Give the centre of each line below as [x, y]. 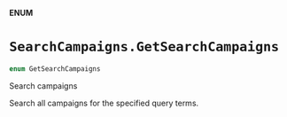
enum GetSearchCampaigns [55, 69]
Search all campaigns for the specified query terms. [104, 103]
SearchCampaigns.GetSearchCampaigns [144, 47]
